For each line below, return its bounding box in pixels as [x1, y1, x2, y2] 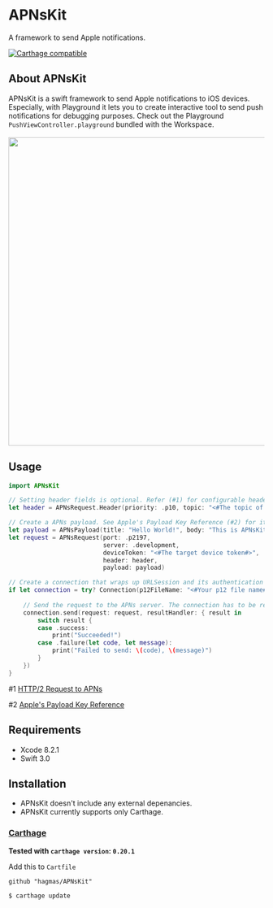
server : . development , [102, 541, 180, 550]
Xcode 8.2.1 [19, 745, 59, 754]
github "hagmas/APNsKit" [8, 877, 93, 885]
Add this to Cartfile [8, 862, 76, 871]
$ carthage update [8, 892, 71, 900]
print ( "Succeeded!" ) [51, 632, 122, 640]
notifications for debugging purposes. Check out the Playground [8, 111, 224, 120]
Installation [8, 776, 67, 790]
